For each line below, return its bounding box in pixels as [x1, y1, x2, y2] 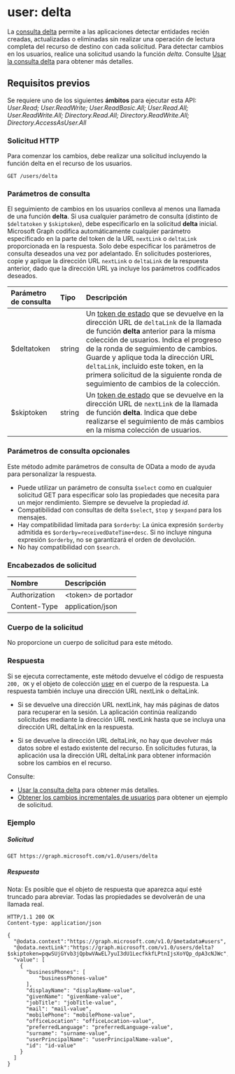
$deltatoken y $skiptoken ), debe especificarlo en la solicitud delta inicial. [7, 220, 218, 228]
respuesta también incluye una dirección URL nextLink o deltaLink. [7, 687, 199, 695]
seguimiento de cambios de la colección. [85, 379, 220, 389]
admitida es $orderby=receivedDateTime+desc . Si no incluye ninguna [17, 528, 212, 536]
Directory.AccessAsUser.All [7, 118, 87, 127]
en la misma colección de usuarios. [85, 425, 201, 435]
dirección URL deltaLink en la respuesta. [17, 723, 134, 731]
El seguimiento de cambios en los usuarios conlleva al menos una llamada [7, 204, 220, 214]
